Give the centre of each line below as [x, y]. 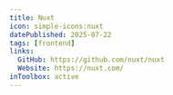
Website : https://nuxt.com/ [71, 69]
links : [22, 52]
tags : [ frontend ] [42, 43]
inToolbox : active [44, 77]
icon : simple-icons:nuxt [56, 26]
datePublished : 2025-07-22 [61, 34]
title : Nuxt [32, 18]
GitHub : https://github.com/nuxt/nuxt [92, 60]
